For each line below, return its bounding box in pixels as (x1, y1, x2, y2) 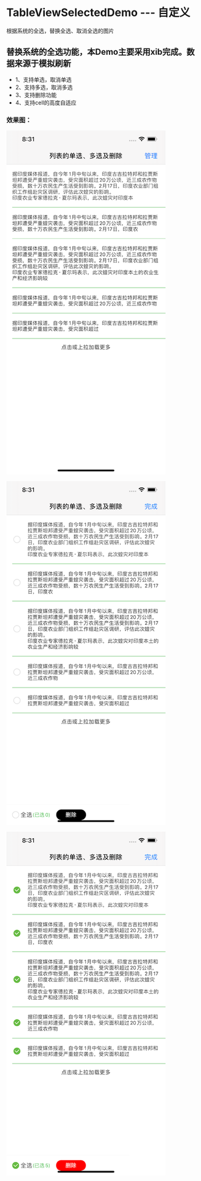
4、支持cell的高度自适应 (15, 99, 77, 106)
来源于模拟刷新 (14, 58, 71, 69)
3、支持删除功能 (15, 91, 57, 98)
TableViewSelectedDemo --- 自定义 (6, 6, 191, 20)
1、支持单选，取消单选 (15, 76, 72, 83)
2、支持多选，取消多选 (15, 84, 73, 91)
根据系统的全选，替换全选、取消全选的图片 (6, 27, 114, 34)
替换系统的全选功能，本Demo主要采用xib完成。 (6, 47, 187, 57)
